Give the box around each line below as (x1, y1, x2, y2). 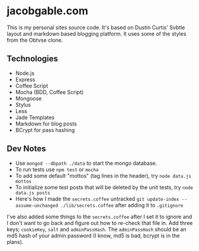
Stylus (15, 101, 31, 108)
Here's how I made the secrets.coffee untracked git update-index (15, 195, 179, 202)
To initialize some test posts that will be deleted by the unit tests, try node (15, 183, 193, 191)
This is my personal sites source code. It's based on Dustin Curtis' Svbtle (7, 24, 185, 31)
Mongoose (15, 95, 42, 102)
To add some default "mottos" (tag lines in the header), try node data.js (15, 172, 192, 179)
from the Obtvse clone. (7, 36, 63, 43)
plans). (7, 238, 24, 245)
